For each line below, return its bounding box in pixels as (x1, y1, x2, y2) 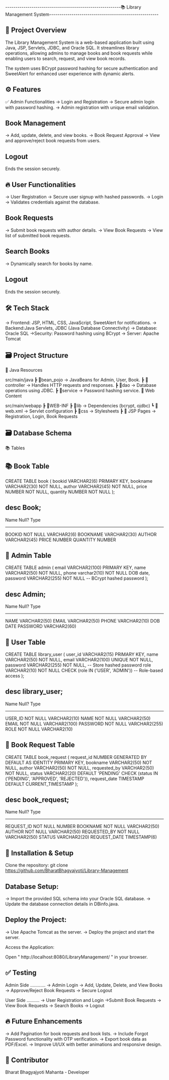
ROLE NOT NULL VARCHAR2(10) (5, 726, 73, 732)
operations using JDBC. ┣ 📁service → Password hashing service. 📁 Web (5, 388, 155, 394)
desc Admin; (5, 590, 46, 598)
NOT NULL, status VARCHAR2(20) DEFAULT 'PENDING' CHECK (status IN (5, 770, 158, 776)
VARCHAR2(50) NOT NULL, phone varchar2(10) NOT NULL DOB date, (5, 570, 150, 576)
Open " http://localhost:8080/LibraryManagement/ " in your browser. (5, 954, 148, 960)
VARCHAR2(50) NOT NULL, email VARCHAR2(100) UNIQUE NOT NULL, (5, 657, 153, 662)
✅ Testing (5, 968, 37, 977)
